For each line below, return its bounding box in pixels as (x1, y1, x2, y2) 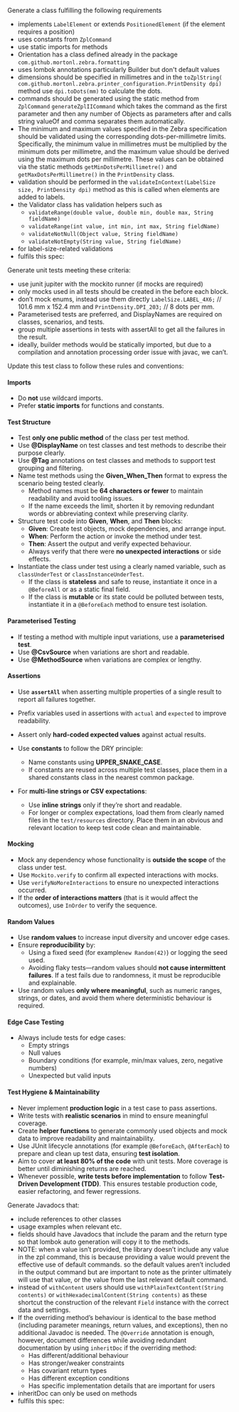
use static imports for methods (17, 43, 108, 51)
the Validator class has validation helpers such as (17, 200, 163, 209)
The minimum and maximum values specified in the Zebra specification (17, 125, 228, 133)
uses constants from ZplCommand (17, 35, 112, 44)
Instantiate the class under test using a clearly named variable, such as (17, 563, 226, 571)
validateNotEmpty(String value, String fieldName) (28, 238, 182, 245)
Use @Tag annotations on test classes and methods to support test (17, 456, 216, 465)
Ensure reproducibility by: (17, 941, 96, 949)
